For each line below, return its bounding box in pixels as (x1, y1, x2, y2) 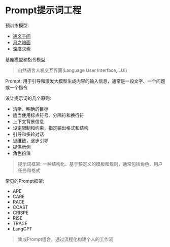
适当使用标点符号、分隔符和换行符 (12, 112, 84, 118)
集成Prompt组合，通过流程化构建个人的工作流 (17, 236, 113, 242)
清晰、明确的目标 (12, 106, 49, 112)
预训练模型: (5, 22, 29, 28)
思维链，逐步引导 (12, 137, 49, 143)
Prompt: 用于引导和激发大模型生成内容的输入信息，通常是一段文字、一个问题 (5, 78, 165, 84)
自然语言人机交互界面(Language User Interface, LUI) (17, 67, 127, 73)
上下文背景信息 (12, 118, 44, 125)
